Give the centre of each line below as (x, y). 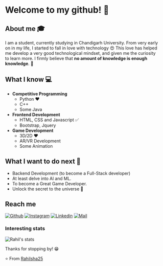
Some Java (31, 109)
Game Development (33, 130)
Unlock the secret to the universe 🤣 (48, 189)
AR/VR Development (40, 141)
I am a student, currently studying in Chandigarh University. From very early (81, 43)
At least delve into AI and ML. (42, 178)
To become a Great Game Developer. (49, 183)
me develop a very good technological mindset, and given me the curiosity (80, 53)
